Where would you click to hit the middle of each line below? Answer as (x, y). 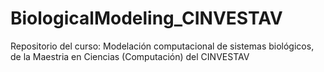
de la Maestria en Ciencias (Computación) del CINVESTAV (130, 56)
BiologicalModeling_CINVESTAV (146, 18)
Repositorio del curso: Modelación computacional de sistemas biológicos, (162, 46)
